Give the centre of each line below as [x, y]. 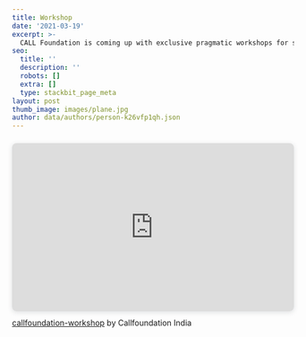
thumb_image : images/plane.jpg [70, 109]
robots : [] [40, 76]
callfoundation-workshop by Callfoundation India [102, 323]
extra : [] [38, 84]
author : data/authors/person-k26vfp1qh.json [96, 117]
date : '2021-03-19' [48, 26]
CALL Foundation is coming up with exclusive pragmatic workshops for [154, 43]
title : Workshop [42, 17]
